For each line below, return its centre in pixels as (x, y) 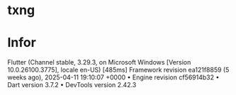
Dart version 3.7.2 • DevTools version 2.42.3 (72, 85)
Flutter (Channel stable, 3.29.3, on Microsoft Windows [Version (99, 62)
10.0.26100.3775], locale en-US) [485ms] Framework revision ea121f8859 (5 (118, 70)
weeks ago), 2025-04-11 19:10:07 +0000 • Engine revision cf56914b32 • (113, 77)
